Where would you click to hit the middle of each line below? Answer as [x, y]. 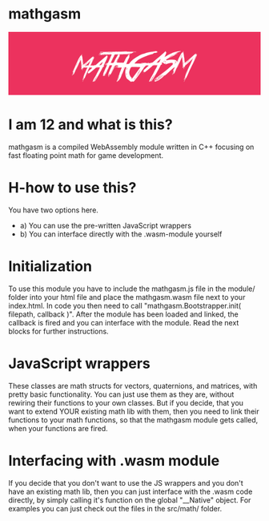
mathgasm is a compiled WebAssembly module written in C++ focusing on [131, 147]
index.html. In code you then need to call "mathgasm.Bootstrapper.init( [125, 305]
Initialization [50, 266]
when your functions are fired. [58, 428]
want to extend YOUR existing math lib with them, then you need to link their [134, 411]
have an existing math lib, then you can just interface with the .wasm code [130, 491]
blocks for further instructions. [59, 331]
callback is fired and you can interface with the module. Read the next [124, 322]
